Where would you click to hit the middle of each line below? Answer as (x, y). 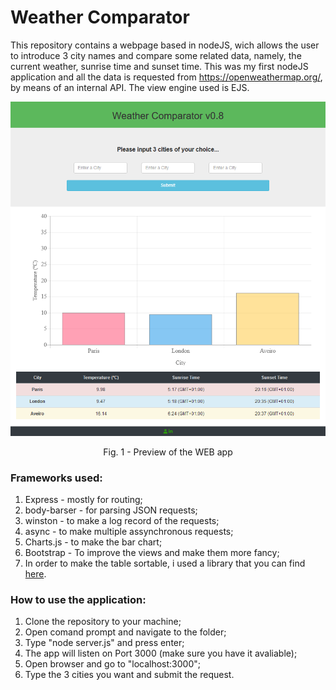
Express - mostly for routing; (83, 500)
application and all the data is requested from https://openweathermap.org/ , (166, 77)
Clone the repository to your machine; (103, 622)
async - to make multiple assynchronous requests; (129, 532)
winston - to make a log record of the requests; (122, 521)
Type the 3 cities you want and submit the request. (129, 675)
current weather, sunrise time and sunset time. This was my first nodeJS (159, 66)
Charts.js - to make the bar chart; (93, 542)
